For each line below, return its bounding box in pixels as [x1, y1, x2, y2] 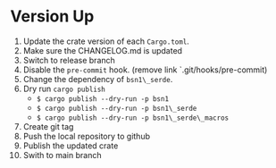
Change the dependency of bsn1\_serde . [22, 73, 173, 84]
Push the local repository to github [22, 130, 151, 141]
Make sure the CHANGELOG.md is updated [22, 45, 182, 55]
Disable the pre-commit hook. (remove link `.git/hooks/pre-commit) [22, 64, 268, 75]
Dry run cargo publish [22, 83, 106, 94]
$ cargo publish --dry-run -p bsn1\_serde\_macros [36, 113, 230, 122]
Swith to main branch [22, 149, 102, 160]
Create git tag [22, 121, 74, 131]
